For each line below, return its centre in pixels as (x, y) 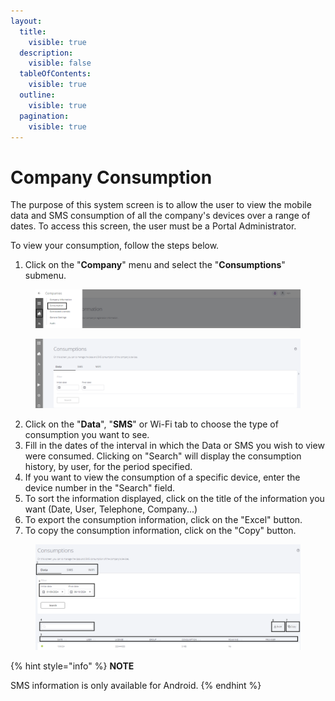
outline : (37, 95)
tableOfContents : (55, 74)
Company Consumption (111, 177)
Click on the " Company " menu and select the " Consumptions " (155, 265)
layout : (26, 21)
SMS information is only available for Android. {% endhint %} (136, 686)
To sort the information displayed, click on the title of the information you (174, 498)
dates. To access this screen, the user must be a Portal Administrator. (153, 226)
